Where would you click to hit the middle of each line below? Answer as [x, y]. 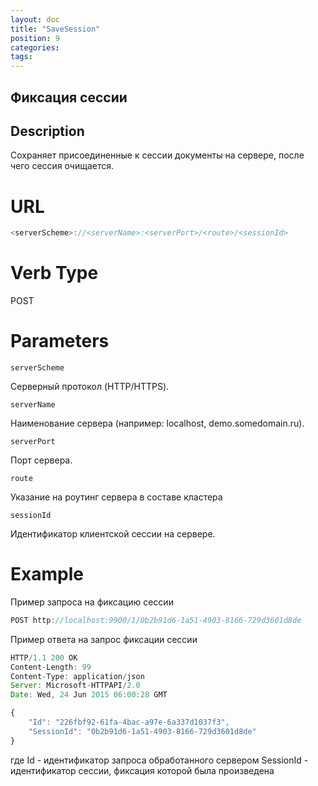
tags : [21, 57]
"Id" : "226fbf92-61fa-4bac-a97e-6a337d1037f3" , [129, 722]
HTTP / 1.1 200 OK [44, 657]
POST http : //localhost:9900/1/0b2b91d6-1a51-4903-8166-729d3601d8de [156, 620]
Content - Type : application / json [77, 676]
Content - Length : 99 [51, 667]
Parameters [60, 341]
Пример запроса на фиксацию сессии [92, 602]
